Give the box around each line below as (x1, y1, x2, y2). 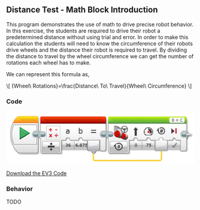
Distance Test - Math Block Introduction (6, 5, 158, 15)
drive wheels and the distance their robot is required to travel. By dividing (6, 46, 187, 53)
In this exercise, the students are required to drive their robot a (6, 27, 160, 34)
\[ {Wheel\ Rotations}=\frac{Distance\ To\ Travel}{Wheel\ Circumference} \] (6, 82, 192, 89)
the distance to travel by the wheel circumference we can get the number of (6, 52, 194, 59)
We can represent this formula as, (6, 70, 90, 77)
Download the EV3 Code (6, 169, 67, 176)
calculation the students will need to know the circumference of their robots (6, 40, 193, 47)
